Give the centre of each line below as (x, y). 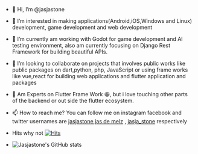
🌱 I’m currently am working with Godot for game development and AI (97, 39)
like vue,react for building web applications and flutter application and (99, 76)
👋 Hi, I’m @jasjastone (38, 9)
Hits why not (27, 133)
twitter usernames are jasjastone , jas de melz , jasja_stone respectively (99, 121)
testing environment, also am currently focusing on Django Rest (91, 45)
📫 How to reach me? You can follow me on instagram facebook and (97, 112)
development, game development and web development (82, 27)
